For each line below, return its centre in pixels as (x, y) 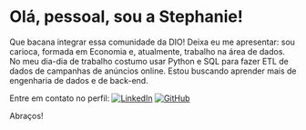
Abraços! (26, 115)
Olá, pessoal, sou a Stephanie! (126, 17)
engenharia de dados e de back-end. (79, 80)
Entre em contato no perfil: (60, 98)
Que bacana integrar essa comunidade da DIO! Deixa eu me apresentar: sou (153, 42)
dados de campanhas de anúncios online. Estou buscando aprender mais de (153, 71)
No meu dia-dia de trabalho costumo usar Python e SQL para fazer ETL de (149, 61)
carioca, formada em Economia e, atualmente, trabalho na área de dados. (147, 51)
